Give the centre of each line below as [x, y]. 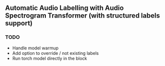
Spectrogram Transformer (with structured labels [82, 16]
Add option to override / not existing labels [55, 53]
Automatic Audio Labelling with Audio [65, 8]
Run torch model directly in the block [49, 58]
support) [19, 23]
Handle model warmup [35, 48]
